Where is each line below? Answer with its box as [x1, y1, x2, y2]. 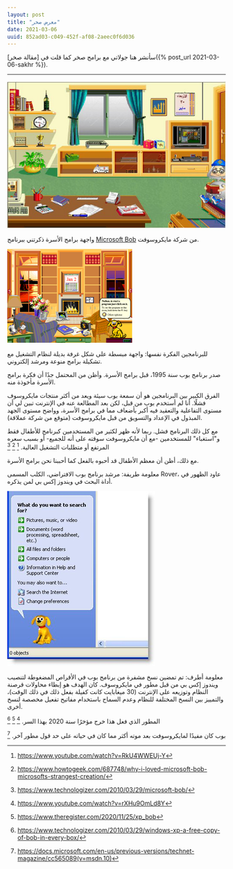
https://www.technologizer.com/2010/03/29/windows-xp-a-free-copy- [17, 826, 221, 834]
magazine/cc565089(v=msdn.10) [17, 854, 112, 862]
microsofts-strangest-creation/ [17, 772, 106, 780]
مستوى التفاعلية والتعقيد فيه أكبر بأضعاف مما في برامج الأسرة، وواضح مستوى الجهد [7, 406, 222, 414]
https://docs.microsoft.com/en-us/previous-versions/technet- [17, 847, 195, 855]
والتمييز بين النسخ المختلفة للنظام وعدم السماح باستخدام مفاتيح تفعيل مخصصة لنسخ [7, 695, 224, 703]
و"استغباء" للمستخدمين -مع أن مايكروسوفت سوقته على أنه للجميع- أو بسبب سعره [7, 434, 221, 442]
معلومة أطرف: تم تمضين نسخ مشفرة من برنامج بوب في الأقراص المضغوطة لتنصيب [7, 673, 223, 681]
